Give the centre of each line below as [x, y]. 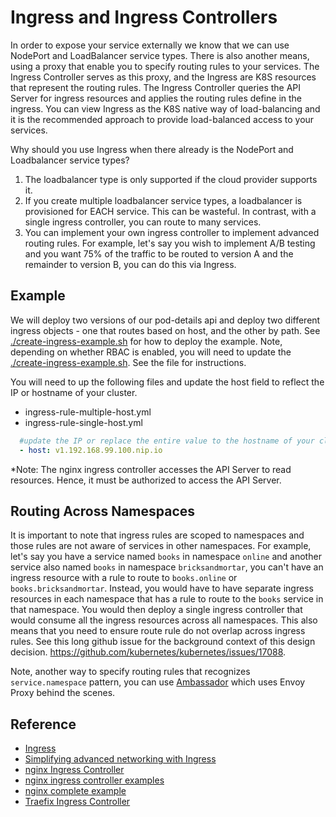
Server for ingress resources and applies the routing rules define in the [156, 98]
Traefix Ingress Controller [77, 802]
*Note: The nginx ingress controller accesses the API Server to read [151, 469]
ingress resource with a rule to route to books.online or [124, 578]
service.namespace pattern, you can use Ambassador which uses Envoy [158, 682]
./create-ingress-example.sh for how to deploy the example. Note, [146, 341]
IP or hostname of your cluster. [74, 392]
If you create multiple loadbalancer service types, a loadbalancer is [163, 200]
